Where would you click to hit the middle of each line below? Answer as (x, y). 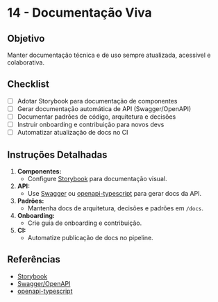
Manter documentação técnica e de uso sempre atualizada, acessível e (109, 55)
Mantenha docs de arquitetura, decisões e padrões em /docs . (115, 208)
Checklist (28, 84)
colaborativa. (26, 62)
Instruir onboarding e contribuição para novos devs (91, 124)
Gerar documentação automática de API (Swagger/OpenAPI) (104, 108)
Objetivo (26, 39)
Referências (34, 259)
